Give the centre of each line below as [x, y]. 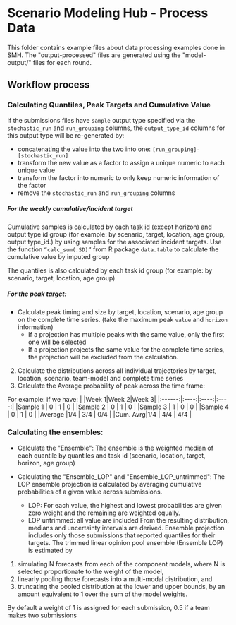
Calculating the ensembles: [55, 432]
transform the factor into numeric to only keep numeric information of [118, 177]
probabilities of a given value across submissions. [90, 492]
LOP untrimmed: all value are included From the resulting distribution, [129, 520]
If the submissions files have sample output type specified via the [101, 120]
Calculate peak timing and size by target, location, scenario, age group [120, 311]
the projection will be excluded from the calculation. [103, 357]
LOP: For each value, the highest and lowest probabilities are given [125, 505]
